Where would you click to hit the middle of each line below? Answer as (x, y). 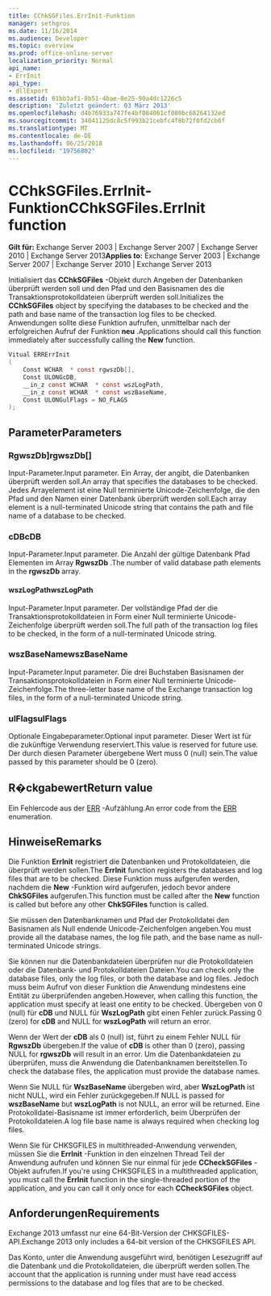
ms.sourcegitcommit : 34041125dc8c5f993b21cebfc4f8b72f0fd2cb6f (117, 121)
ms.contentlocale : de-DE (50, 135)
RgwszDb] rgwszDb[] (50, 455)
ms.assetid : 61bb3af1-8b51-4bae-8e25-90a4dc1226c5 (95, 98)
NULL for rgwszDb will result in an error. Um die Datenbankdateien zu (125, 1054)
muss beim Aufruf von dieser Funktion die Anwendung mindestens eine (127, 987)
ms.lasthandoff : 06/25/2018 (56, 143)
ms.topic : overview (41, 46)
